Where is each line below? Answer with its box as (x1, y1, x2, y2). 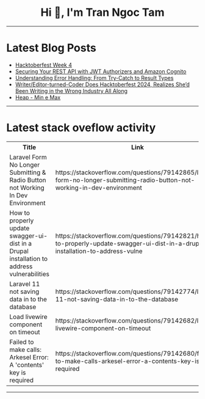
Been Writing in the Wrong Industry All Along (15, 87, 128, 94)
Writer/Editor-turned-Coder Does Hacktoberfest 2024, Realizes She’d (15, 81, 190, 88)
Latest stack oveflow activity (6, 121, 156, 135)
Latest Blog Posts (6, 41, 96, 55)
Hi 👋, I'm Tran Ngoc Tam (40, 5, 165, 20)
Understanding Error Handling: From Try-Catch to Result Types (15, 74, 174, 81)
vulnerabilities (9, 269, 50, 278)
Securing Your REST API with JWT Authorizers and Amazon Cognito (15, 67, 187, 75)
